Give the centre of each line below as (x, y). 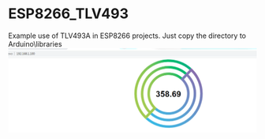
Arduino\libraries (35, 43)
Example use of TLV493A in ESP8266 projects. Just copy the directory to (127, 36)
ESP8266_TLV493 (68, 14)
